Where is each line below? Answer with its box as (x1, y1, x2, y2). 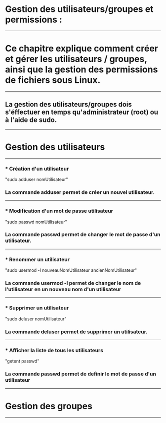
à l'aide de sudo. (5, 116, 57, 124)
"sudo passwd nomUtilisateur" (5, 219, 68, 225)
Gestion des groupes (5, 400, 93, 412)
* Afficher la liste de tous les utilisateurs (5, 347, 104, 354)
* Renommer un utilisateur (5, 256, 70, 263)
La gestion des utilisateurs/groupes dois (5, 100, 132, 109)
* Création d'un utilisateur (5, 165, 69, 172)
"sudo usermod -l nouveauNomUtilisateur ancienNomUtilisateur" (5, 267, 137, 273)
